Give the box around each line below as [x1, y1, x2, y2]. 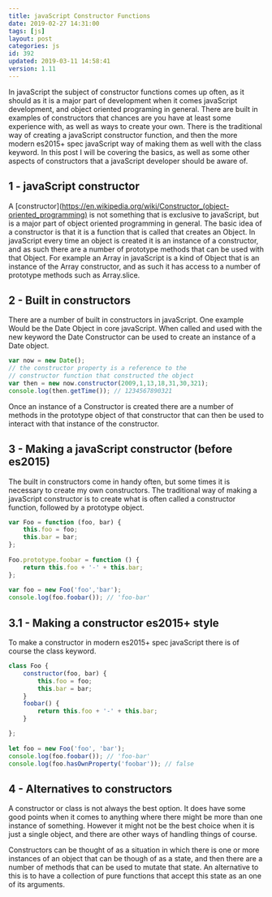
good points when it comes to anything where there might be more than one [8, 813, 263, 822]
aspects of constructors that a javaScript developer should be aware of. [8, 156, 248, 166]
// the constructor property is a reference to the [8, 364, 187, 373]
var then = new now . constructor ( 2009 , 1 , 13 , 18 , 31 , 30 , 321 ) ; [8, 379, 209, 387]
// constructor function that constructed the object [8, 372, 195, 380]
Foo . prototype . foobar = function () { [8, 555, 140, 564]
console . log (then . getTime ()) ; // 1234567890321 [8, 386, 173, 395]
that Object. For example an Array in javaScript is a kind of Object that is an [8, 252, 260, 262]
